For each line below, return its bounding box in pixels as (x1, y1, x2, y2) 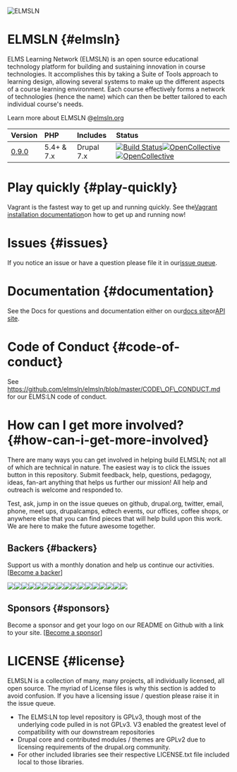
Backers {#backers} (7, 542, 97, 554)
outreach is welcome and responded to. (7, 485, 123, 494)
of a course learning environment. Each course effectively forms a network (7, 85, 226, 93)
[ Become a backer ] (7, 568, 63, 577)
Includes (76, 130, 107, 140)
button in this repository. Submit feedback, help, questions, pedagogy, (7, 470, 212, 479)
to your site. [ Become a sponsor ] (7, 628, 103, 637)
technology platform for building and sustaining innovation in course (7, 62, 206, 71)
